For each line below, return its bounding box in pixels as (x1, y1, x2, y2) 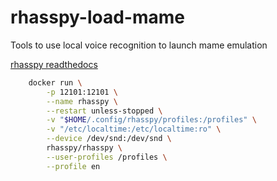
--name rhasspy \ (46, 96, 118, 106)
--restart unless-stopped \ (46, 106, 163, 116)
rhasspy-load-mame (10, 6, 185, 29)
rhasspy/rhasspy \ (46, 143, 123, 153)
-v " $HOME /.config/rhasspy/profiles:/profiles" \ (46, 115, 257, 125)
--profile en (46, 161, 101, 171)
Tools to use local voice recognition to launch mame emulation (10, 39, 268, 51)
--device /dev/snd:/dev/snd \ (46, 134, 172, 144)
